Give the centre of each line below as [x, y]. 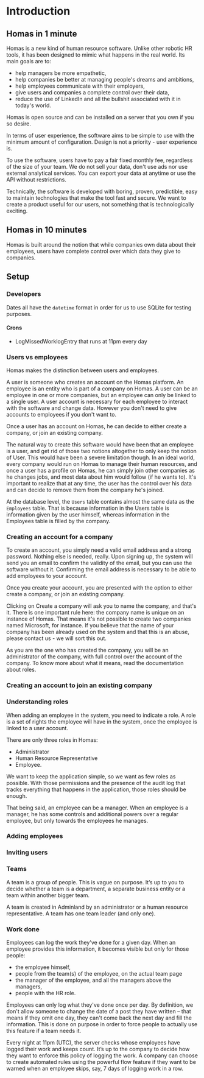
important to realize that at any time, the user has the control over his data [99, 483]
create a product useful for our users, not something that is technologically [100, 204]
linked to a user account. [37, 728]
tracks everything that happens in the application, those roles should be [97, 789]
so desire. [19, 124]
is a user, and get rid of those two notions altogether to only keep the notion [101, 451]
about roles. [21, 670]
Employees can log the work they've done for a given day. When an [91, 942]
